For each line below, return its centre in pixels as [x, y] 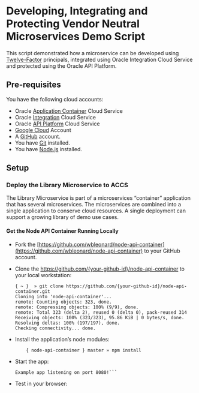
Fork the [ [27, 244]
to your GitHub [162, 251]
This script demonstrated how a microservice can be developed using [93, 53]
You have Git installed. [42, 143]
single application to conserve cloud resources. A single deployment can [96, 211]
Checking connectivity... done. [55, 328]
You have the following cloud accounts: [55, 99]
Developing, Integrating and [77, 11]
